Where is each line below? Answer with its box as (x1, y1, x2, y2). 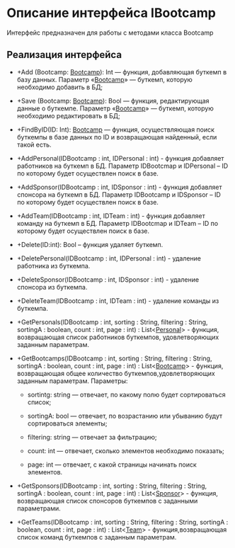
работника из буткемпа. (16, 261, 91, 270)
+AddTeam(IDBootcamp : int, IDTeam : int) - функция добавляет (16, 211, 206, 220)
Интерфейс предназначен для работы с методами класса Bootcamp (6, 28, 214, 37)
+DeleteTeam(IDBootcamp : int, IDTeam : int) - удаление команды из (16, 296, 219, 305)
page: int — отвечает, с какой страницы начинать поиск (27, 460, 197, 469)
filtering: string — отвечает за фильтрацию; (27, 433, 157, 441)
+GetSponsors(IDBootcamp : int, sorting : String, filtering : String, (16, 481, 207, 490)
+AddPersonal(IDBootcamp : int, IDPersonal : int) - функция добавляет (16, 154, 224, 162)
